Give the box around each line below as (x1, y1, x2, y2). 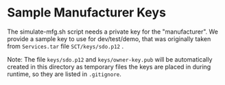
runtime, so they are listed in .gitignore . (7, 70, 121, 78)
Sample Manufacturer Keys (7, 5, 167, 21)
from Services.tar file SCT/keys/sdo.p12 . (7, 42, 124, 50)
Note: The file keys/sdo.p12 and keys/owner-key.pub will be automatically (7, 55, 213, 63)
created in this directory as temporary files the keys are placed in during (7, 62, 211, 71)
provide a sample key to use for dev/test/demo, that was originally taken (7, 34, 211, 42)
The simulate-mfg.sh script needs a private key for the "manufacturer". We (7, 27, 218, 36)
